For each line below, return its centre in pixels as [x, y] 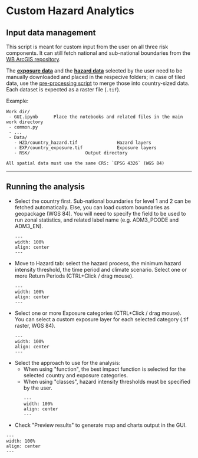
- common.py [23, 127]
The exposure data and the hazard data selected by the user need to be [94, 71]
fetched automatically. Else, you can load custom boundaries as [92, 207]
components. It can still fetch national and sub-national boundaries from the [98, 53]
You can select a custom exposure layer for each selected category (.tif [101, 319]
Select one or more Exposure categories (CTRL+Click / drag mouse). [98, 313]
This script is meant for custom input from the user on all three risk [87, 47]
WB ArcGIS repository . [33, 59]
